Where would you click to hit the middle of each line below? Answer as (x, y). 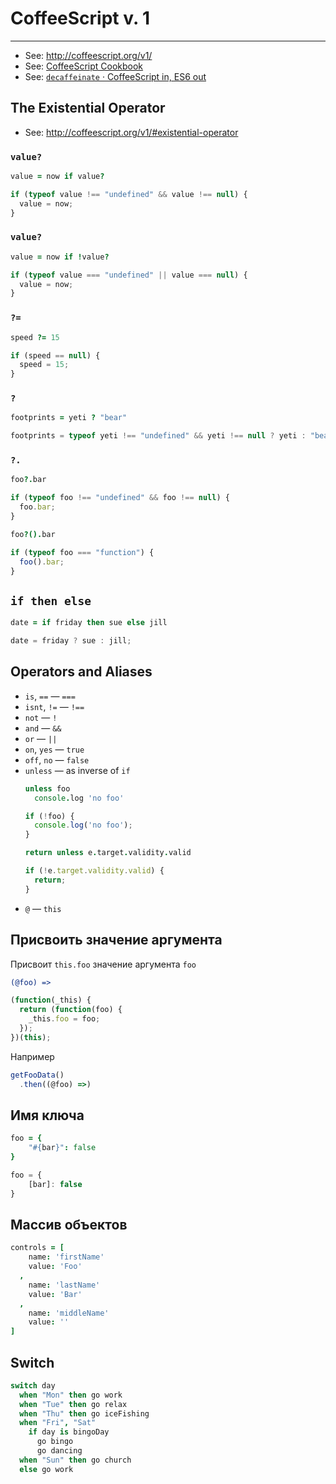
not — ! (41, 717)
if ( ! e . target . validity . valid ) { (94, 871)
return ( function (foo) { (71, 1010)
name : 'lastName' (64, 1285)
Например (32, 1056)
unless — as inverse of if (77, 770)
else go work (46, 1469)
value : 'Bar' (55, 1294)
